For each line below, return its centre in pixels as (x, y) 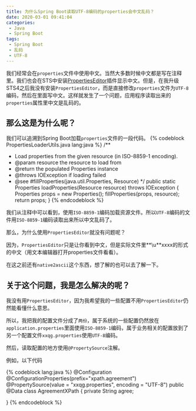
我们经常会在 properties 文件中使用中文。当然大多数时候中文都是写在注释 (94, 73)
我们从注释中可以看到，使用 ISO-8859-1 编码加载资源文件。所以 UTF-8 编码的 (96, 213)
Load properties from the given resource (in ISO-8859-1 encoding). (96, 156)
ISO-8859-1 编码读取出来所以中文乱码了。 (66, 220)
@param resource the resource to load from (68, 162)
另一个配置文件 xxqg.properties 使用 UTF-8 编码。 (64, 335)
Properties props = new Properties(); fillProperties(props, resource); (97, 194)
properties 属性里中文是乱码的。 (45, 102)
